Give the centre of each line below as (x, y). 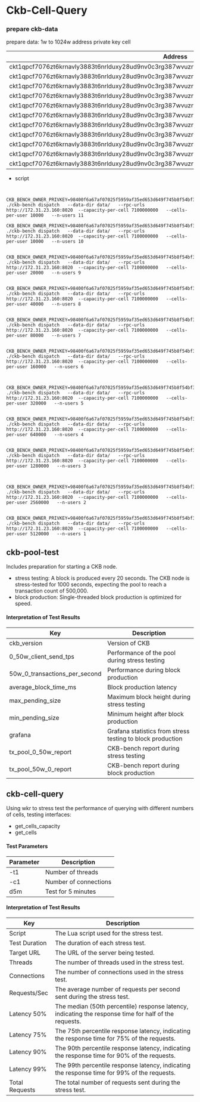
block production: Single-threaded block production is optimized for (98, 597)
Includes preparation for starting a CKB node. (62, 567)
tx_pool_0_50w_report (40, 752)
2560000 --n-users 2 (58, 503)
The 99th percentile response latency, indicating (123, 1065)
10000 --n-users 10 (57, 242)
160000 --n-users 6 (57, 367)
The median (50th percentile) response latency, (122, 1006)
